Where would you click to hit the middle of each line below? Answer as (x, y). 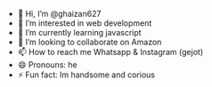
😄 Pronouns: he (47, 65)
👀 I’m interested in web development (85, 23)
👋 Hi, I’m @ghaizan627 (59, 14)
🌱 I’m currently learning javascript (79, 32)
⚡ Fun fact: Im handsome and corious (86, 75)
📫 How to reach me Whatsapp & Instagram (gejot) (110, 52)
